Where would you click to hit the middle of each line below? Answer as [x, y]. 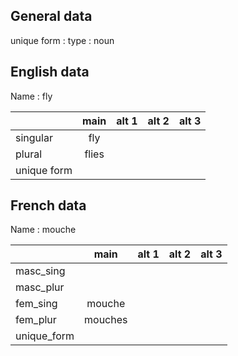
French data [48, 205]
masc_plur [40, 287]
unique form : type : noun [62, 40]
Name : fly [31, 96]
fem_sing [36, 304]
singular [34, 137]
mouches [106, 320]
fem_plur [36, 320]
